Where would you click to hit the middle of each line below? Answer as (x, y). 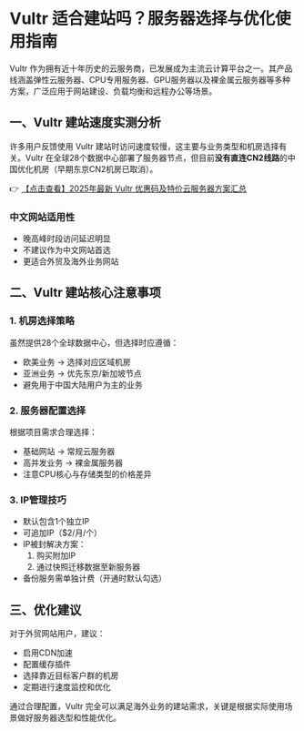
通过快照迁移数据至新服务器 (88, 567)
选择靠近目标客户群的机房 (71, 675)
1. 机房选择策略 (42, 321)
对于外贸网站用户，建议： (57, 634)
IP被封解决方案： (54, 544)
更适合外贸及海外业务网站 (71, 261)
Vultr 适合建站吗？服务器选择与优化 (142, 19)
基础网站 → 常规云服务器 (69, 452)
